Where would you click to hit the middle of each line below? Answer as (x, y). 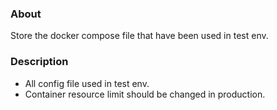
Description (39, 62)
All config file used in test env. (87, 83)
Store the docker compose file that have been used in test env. (139, 36)
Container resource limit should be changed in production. (145, 94)
